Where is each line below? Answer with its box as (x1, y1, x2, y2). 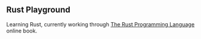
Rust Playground (6, 5, 71, 15)
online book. (6, 27, 38, 34)
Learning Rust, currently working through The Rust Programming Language (6, 20, 195, 28)
